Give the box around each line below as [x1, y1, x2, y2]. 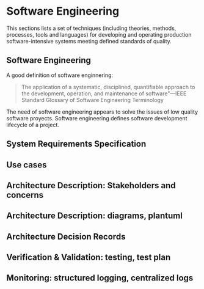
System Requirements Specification [6, 139, 147, 149]
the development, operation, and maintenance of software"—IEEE [21, 90, 187, 97]
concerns [6, 189, 44, 200]
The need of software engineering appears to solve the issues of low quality [6, 108, 199, 115]
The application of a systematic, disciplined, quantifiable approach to [21, 83, 195, 90]
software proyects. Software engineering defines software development [6, 114, 188, 122]
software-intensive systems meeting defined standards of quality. [6, 37, 172, 45]
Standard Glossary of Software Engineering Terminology [21, 96, 164, 103]
